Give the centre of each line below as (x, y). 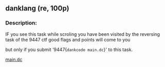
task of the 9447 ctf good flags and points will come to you (68, 39)
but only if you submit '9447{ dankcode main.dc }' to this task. (69, 49)
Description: (21, 23)
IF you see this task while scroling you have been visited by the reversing (83, 34)
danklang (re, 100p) (37, 8)
